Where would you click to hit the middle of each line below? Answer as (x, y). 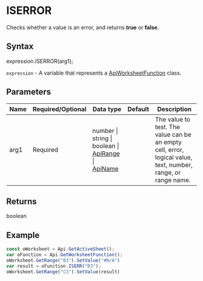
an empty (169, 142)
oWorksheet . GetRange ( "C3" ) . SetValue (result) (63, 272)
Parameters (29, 92)
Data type (107, 109)
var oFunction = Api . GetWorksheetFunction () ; (64, 255)
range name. (173, 180)
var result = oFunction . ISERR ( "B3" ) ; (54, 266)
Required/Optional (59, 109)
